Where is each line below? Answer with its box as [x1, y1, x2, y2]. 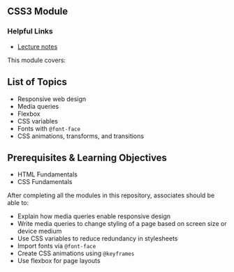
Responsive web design [17, 94, 87, 103]
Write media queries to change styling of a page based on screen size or [17, 220, 227, 228]
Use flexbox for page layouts [17, 257, 101, 265]
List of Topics [7, 76, 68, 88]
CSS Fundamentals [17, 178, 73, 186]
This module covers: [7, 56, 66, 64]
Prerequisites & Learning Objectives [7, 151, 168, 163]
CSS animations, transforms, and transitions [17, 132, 145, 140]
